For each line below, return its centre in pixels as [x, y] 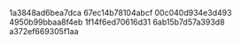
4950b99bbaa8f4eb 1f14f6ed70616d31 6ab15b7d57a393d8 [117, 22]
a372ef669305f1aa [44, 31]
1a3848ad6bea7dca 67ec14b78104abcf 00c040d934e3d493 [120, 13]
